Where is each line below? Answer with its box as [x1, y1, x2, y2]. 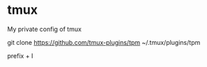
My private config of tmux [7, 25, 82, 33]
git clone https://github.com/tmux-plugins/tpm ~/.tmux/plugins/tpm [7, 38, 201, 46]
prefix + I [7, 51, 33, 60]
